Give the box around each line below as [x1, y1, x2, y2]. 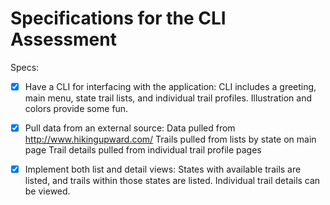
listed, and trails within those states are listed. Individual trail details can [24, 175, 321, 187]
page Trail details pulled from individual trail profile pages [24, 144, 262, 156]
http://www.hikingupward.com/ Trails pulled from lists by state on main [24, 133, 317, 146]
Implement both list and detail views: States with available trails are [24, 163, 302, 176]
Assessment [10, 28, 117, 51]
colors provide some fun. [24, 103, 129, 114]
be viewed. [24, 185, 71, 197]
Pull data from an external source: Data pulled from [24, 122, 236, 134]
